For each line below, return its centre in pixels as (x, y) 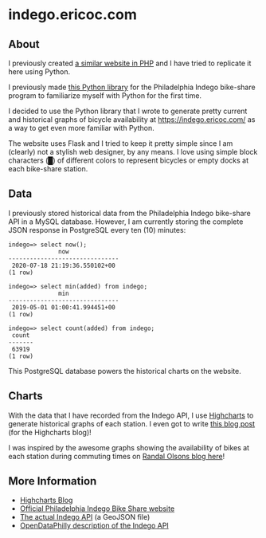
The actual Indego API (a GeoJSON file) (85, 517)
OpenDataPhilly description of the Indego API (94, 526)
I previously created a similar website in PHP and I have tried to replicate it (130, 63)
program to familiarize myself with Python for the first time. (105, 96)
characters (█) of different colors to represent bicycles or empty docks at (129, 160)
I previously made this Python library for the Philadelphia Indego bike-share (132, 87)
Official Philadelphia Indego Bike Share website (97, 509)
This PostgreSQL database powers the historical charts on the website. (125, 371)
